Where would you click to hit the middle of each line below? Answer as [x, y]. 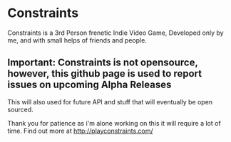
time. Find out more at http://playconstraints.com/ [80, 131]
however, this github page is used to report [104, 73]
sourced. [20, 109]
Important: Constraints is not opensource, [103, 63]
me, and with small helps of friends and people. [77, 40]
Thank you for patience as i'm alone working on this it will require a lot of [114, 123]
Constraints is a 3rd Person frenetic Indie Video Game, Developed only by [115, 33]
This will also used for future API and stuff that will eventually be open [110, 102]
